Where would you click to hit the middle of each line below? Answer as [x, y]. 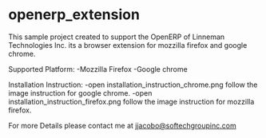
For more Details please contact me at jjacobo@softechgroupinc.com [123, 125]
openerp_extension [74, 15]
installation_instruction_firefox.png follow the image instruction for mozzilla [131, 101]
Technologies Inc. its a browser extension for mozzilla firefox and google [128, 45]
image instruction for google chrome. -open [80, 93]
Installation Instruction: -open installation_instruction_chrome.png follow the [133, 85]
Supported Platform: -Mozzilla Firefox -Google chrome [98, 69]
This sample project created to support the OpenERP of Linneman [117, 37]
